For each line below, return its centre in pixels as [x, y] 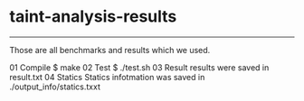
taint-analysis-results [93, 17]
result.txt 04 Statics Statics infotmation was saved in [107, 77]
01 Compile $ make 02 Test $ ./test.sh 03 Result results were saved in [139, 67]
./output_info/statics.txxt [55, 87]
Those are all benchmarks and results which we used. [110, 50]
